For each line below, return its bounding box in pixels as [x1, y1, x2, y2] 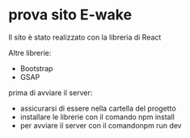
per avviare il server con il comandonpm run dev [19, 120, 182, 130]
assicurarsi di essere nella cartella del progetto [19, 103, 176, 113]
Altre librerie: [8, 48, 52, 57]
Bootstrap [19, 63, 53, 73]
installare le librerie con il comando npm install [19, 111, 175, 122]
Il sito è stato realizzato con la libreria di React [8, 32, 162, 42]
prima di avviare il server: [8, 87, 93, 98]
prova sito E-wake [8, 6, 132, 24]
